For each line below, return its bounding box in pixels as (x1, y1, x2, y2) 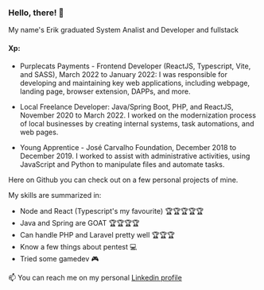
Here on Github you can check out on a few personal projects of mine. (8, 175, 239, 184)
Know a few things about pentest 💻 (19, 242, 138, 251)
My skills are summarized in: (8, 190, 102, 199)
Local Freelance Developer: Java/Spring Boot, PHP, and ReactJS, (19, 102, 234, 111)
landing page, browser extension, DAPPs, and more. (19, 87, 191, 96)
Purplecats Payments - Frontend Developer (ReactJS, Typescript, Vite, (19, 61, 251, 71)
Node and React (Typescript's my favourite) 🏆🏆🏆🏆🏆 (19, 206, 204, 215)
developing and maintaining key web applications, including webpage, (19, 78, 250, 87)
